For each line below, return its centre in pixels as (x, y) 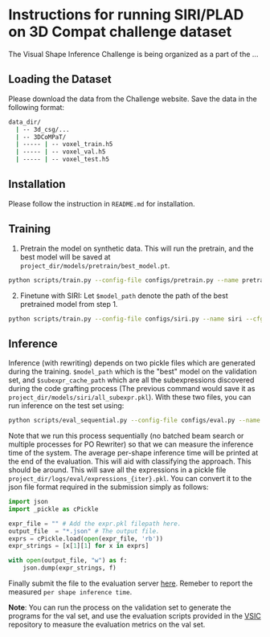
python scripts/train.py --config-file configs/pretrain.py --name (124, 280)
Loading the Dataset (60, 79)
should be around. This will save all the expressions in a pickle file (117, 470)
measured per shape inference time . (70, 592)
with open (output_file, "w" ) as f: (68, 561)
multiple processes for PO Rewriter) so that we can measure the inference (131, 444)
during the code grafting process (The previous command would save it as (132, 389)
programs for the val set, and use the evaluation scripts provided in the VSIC (135, 616)
